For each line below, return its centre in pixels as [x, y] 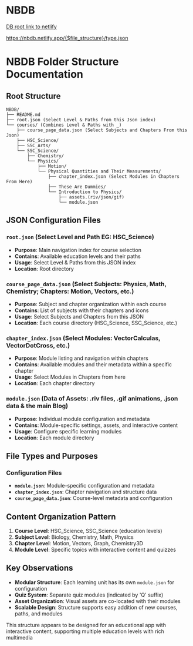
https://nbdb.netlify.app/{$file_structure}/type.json [67, 38]
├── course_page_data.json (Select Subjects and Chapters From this [102, 130]
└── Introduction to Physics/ [85, 192]
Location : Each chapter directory [55, 383]
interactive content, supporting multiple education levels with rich [85, 631]
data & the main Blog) [37, 406]
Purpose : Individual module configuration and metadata [82, 419]
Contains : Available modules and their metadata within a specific [93, 365]
